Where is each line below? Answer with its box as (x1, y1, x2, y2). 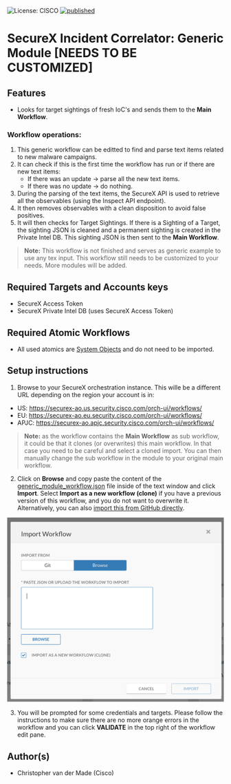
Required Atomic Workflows (7, 327, 131, 339)
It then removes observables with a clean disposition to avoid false (16, 204, 206, 213)
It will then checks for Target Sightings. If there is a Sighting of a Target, (16, 219, 221, 227)
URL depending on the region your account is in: (16, 390, 155, 399)
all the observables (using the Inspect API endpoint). (16, 197, 166, 205)
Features (7, 87, 46, 99)
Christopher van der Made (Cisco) (16, 769, 115, 777)
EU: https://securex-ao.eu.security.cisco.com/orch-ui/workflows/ (16, 411, 203, 419)
